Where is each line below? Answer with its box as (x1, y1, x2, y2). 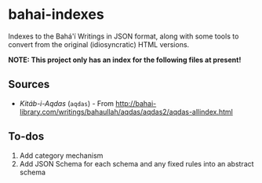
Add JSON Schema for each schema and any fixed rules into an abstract (19, 159, 254, 168)
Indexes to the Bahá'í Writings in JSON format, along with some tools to (8, 31, 239, 41)
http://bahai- (115, 98, 157, 108)
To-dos (8, 130, 45, 143)
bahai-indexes (8, 5, 104, 24)
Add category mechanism (19, 151, 104, 160)
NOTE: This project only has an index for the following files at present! (8, 55, 242, 64)
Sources (8, 78, 50, 91)
